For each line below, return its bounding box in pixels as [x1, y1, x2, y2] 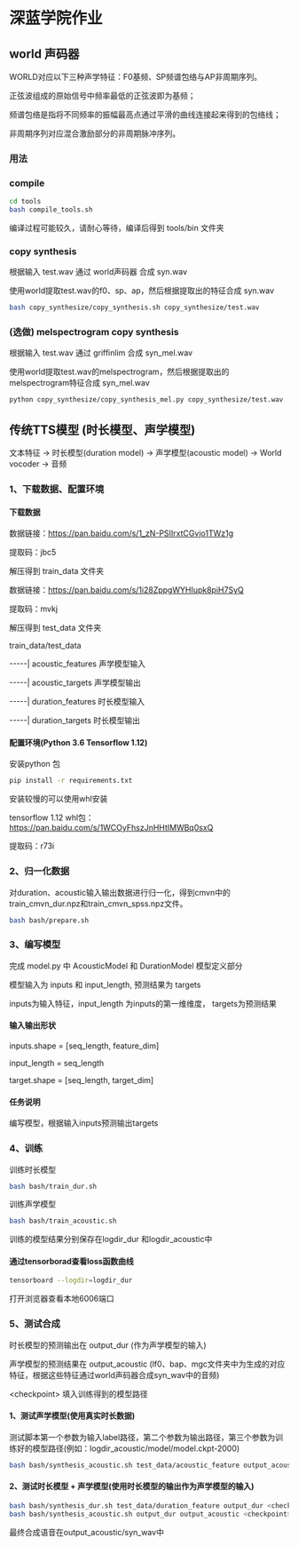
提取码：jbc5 [9, 547, 57, 558]
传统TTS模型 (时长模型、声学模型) [9, 422, 196, 437]
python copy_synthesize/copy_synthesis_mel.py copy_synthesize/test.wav [9, 395, 284, 404]
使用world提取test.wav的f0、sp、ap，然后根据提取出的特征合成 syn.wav [9, 285, 275, 296]
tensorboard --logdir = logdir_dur [9, 1276, 133, 1285]
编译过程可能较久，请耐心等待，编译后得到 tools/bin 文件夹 [9, 222, 224, 233]
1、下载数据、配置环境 [9, 483, 105, 496]
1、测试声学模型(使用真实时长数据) [9, 1410, 136, 1422]
